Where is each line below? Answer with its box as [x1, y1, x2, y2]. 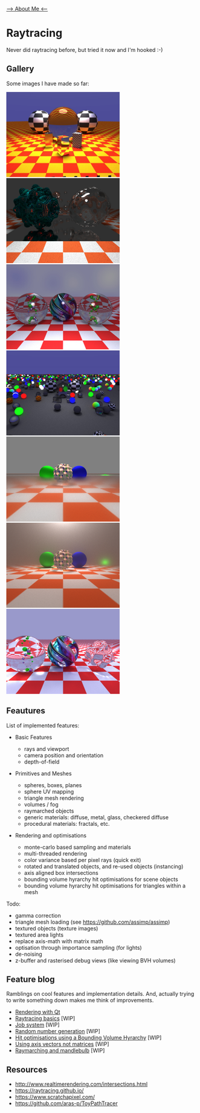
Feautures [6, 706, 45, 716]
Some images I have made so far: [6, 80, 89, 87]
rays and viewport [24, 745, 69, 752]
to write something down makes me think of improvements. [6, 997, 154, 1004]
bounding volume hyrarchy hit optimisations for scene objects [24, 875, 178, 883]
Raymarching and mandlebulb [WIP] [15, 1047, 105, 1054]
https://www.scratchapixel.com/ [15, 1094, 95, 1101]
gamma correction [15, 912, 62, 919]
